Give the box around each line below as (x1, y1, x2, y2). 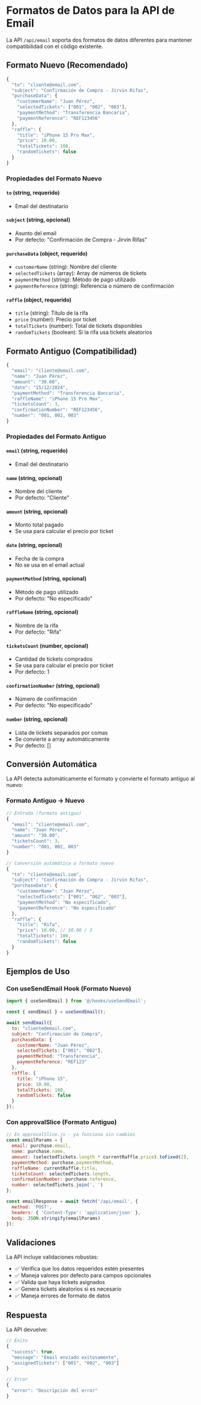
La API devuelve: (6, 1326, 48, 1333)
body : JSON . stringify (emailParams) (11, 1215, 101, 1221)
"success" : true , (11, 1348, 55, 1354)
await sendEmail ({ (6, 1020, 52, 1026)
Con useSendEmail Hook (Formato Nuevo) (6, 984, 131, 993)
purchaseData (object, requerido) (6, 250, 88, 257)
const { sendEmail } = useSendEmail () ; (6, 1009, 106, 1015)
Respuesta (6, 1310, 47, 1320)
